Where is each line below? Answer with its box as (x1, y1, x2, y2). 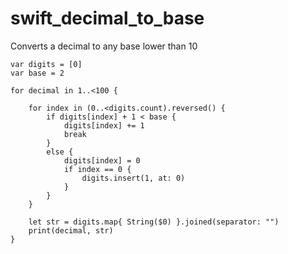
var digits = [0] (10, 59, 83, 69)
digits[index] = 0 (63, 155, 141, 166)
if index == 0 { (63, 164, 132, 174)
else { (46, 147, 74, 157)
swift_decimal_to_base (10, 7, 205, 30)
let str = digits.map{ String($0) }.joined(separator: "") (28, 217, 280, 227)
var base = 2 (10, 68, 65, 78)
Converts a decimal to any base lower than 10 (10, 40, 198, 52)
